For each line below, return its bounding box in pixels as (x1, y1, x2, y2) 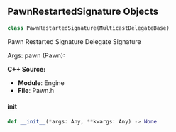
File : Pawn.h (17, 86, 55, 94)
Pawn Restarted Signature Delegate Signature (7, 37, 141, 45)
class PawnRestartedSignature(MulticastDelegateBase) (7, 24, 170, 31)
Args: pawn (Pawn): (7, 51, 65, 60)
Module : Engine (17, 78, 65, 87)
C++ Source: (7, 65, 46, 73)
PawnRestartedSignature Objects (7, 6, 158, 18)
